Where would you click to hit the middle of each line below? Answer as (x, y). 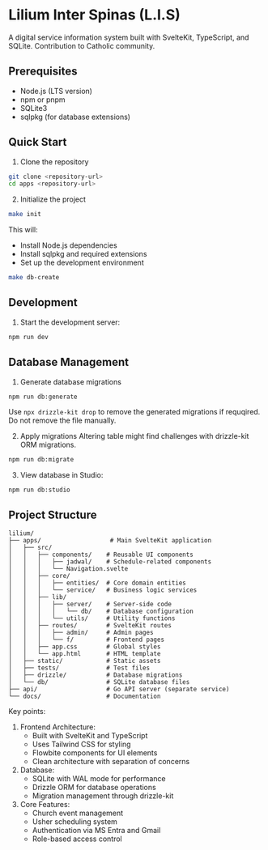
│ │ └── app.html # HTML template (85, 654)
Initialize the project (53, 199)
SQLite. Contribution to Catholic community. (82, 45)
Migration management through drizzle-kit (103, 796)
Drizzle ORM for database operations (94, 788)
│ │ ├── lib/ (38, 597)
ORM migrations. (48, 445)
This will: (23, 230)
